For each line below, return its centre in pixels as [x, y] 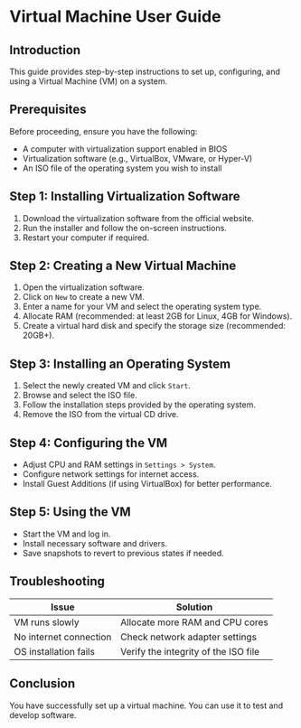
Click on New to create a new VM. [83, 297]
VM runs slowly [47, 622]
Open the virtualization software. [83, 287]
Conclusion [42, 684]
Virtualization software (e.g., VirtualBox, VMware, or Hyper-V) [137, 158]
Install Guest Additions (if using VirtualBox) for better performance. [147, 484]
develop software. [43, 714]
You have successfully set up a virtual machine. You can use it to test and [146, 705]
